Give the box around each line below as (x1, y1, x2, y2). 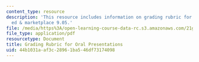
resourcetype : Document (6, 36, 65, 42)
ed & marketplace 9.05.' (11, 19, 73, 25)
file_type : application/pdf (6, 31, 76, 37)
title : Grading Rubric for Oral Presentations (6, 42, 123, 48)
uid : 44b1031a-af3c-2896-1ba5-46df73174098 (6, 47, 115, 53)
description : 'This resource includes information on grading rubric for (6, 14, 192, 20)
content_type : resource (6, 8, 65, 15)
